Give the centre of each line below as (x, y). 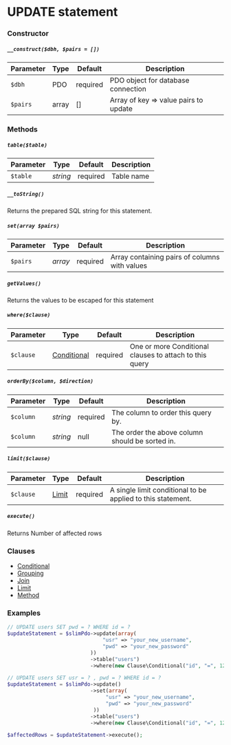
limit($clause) (29, 459)
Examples (24, 613)
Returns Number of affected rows (55, 533)
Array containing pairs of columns (165, 257)
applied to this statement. (151, 498)
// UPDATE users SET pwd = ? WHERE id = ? (69, 627)
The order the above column (157, 432)
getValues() (24, 283)
